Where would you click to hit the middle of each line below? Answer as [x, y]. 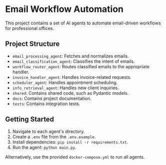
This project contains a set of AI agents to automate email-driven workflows [83, 23]
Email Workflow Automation [64, 9]
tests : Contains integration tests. [46, 104]
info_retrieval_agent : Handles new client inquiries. [66, 88]
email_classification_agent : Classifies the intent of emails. [74, 61]
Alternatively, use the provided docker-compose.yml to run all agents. [75, 157]
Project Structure [32, 44]
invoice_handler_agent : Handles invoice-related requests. [72, 77]
